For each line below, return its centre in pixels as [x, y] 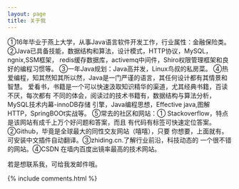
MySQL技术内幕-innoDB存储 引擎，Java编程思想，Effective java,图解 [109, 104]
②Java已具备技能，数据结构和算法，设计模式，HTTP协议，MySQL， [110, 51]
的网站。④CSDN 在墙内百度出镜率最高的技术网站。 [84, 149]
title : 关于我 [27, 21]
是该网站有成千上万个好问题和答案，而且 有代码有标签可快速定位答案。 [111, 122]
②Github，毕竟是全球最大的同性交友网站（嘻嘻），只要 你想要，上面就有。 [118, 131]
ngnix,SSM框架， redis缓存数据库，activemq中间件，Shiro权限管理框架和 [115, 60]
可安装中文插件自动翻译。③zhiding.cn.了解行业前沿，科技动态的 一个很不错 [119, 140]
